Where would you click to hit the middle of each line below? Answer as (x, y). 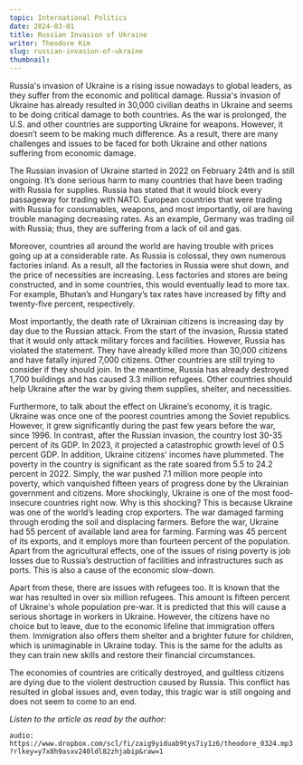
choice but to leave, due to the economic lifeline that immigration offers (142, 626)
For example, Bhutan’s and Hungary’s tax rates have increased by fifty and (148, 294)
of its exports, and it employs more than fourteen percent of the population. (150, 541)
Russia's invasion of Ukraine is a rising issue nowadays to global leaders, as (151, 86)
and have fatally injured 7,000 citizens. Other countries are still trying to (142, 360)
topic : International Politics (68, 18)
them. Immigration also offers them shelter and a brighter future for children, (151, 636)
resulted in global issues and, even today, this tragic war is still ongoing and (150, 692)
